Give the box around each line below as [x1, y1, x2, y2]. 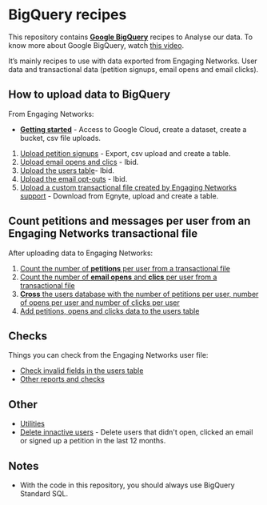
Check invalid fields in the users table [19, 366, 144, 375]
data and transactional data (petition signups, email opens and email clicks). [8, 64, 259, 74]
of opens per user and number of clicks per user [19, 298, 180, 307]
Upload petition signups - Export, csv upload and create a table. [19, 148, 231, 158]
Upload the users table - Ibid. [19, 166, 114, 175]
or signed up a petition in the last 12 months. [19, 436, 166, 446]
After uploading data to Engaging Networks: [8, 248, 153, 258]
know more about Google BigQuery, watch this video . [8, 40, 185, 50]
